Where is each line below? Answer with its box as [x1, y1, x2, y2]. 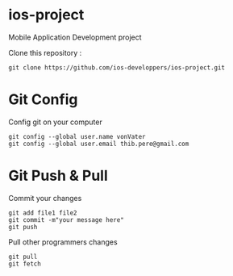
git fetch [8, 260, 42, 268]
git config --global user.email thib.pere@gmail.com [8, 140, 189, 148]
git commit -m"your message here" [8, 215, 125, 224]
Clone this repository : [8, 48, 82, 57]
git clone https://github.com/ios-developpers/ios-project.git [8, 63, 226, 72]
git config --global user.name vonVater [8, 132, 147, 140]
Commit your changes [8, 193, 82, 203]
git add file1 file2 [8, 208, 78, 217]
